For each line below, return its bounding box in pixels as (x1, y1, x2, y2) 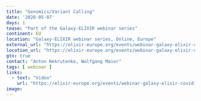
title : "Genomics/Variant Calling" (6, 8, 95, 15)
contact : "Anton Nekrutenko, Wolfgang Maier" (6, 58, 121, 64)
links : (6, 70, 23, 75)
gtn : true (6, 53, 31, 59)
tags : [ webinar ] (6, 64, 52, 70)
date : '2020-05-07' (6, 14, 55, 20)
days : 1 (6, 20, 26, 26)
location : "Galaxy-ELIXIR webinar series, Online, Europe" (6, 36, 157, 42)
